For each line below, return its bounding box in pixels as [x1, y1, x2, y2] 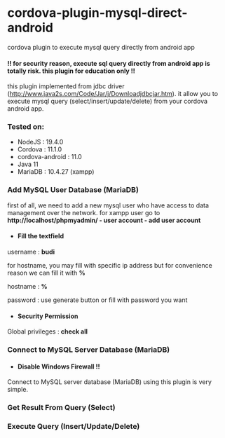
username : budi [7, 247, 55, 256]
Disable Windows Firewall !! [17, 362, 100, 371]
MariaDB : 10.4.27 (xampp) [17, 167, 95, 176]
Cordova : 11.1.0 [17, 145, 62, 153]
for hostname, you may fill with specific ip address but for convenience [7, 261, 212, 269]
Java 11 [17, 160, 39, 169]
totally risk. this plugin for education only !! [7, 67, 135, 75]
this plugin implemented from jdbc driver [7, 82, 125, 90]
